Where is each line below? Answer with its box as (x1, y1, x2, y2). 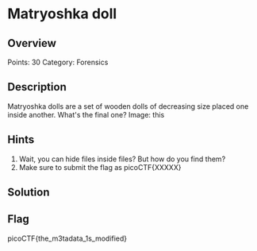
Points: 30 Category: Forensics (7, 57, 109, 67)
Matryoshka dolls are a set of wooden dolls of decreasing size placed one (7, 101, 249, 111)
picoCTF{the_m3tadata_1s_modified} (7, 234, 128, 243)
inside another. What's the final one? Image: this (7, 110, 165, 119)
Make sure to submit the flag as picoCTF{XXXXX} (18, 162, 182, 172)
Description (7, 80, 67, 94)
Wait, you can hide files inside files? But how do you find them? (18, 154, 226, 164)
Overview (7, 37, 57, 50)
